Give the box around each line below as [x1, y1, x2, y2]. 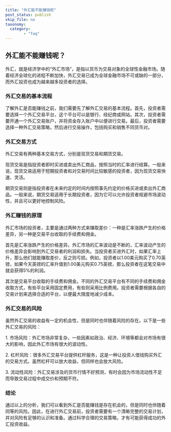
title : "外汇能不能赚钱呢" [5, 7, 56, 13]
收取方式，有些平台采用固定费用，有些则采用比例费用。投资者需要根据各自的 [5, 284, 166, 291]
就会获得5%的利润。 [5, 267, 48, 273]
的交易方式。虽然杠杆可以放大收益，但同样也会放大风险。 [5, 358, 126, 364]
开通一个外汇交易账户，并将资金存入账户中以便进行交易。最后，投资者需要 [9, 118, 166, 124]
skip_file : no [5, 17, 36, 22]
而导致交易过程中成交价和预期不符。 [5, 375, 81, 382]
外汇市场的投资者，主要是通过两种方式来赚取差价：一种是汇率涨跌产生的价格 [5, 224, 166, 231]
